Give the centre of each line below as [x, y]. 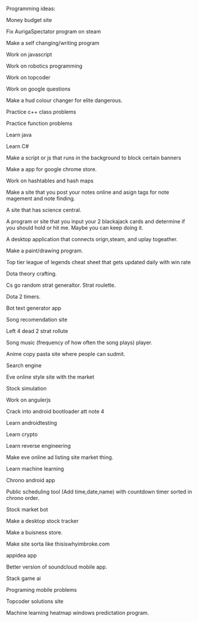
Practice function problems [39, 123]
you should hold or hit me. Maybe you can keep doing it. [75, 228]
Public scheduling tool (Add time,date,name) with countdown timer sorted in [99, 492]
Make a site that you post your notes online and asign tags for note [88, 192]
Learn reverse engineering [39, 446]
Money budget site [29, 20]
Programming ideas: [31, 9]
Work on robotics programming [44, 66]
